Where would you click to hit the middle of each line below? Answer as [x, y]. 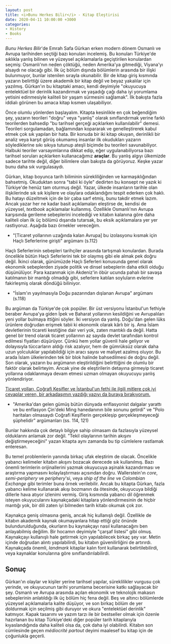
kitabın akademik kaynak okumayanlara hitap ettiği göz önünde [71, 521]
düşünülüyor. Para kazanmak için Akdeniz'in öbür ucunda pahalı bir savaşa [84, 272]
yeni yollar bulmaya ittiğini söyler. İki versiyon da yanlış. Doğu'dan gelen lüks [85, 319]
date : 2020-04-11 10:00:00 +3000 [41, 19]
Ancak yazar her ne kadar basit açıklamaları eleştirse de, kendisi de [76, 204]
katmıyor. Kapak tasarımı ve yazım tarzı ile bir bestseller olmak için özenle [82, 614]
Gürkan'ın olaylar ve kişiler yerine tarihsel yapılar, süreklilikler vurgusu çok [83, 581]
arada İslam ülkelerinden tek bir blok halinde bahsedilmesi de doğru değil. [82, 357]
